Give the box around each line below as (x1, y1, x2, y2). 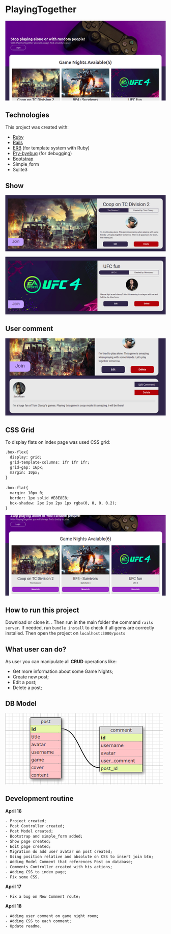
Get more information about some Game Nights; (12, 668, 113, 674)
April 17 (5, 883, 22, 890)
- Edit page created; (5, 844, 51, 849)
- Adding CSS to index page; (5, 869, 67, 874)
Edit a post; (12, 679, 37, 686)
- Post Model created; (5, 828, 53, 834)
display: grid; (10, 455, 42, 460)
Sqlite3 (12, 167, 28, 173)
